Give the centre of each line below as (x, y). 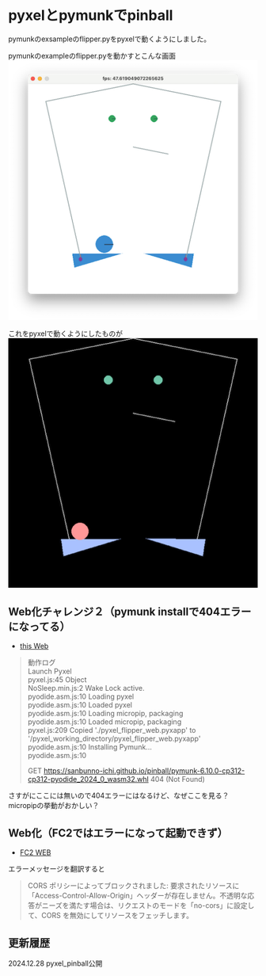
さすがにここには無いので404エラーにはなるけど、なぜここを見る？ (119, 795)
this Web (34, 646)
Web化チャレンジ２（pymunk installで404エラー (130, 612)
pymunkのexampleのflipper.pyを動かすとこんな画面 (92, 55)
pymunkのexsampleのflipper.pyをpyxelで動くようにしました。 (110, 39)
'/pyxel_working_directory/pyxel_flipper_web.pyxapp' (114, 739)
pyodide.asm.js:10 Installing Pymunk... (89, 747)
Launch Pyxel (50, 671)
